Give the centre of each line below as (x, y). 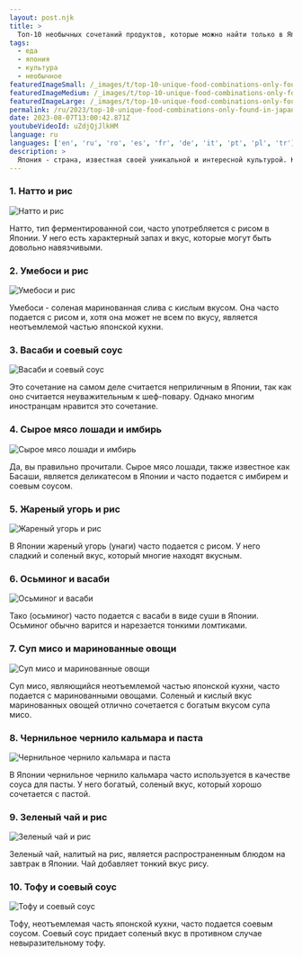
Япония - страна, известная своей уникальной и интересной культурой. (152, 160)
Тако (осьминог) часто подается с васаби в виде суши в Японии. (134, 616)
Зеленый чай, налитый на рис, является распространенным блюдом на (147, 854)
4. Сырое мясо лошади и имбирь (85, 430)
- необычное (40, 76)
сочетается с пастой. (50, 793)
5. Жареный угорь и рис (65, 509)
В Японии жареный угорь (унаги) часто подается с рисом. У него (135, 546)
